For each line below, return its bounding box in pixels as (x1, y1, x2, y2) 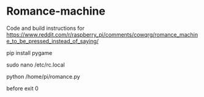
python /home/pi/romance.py (6, 73, 81, 80)
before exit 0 (6, 84, 39, 92)
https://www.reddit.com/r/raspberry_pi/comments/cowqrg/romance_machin (6, 31, 198, 38)
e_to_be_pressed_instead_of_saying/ (6, 37, 99, 45)
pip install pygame (6, 49, 53, 56)
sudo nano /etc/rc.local (6, 61, 66, 68)
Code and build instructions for (6, 24, 85, 32)
